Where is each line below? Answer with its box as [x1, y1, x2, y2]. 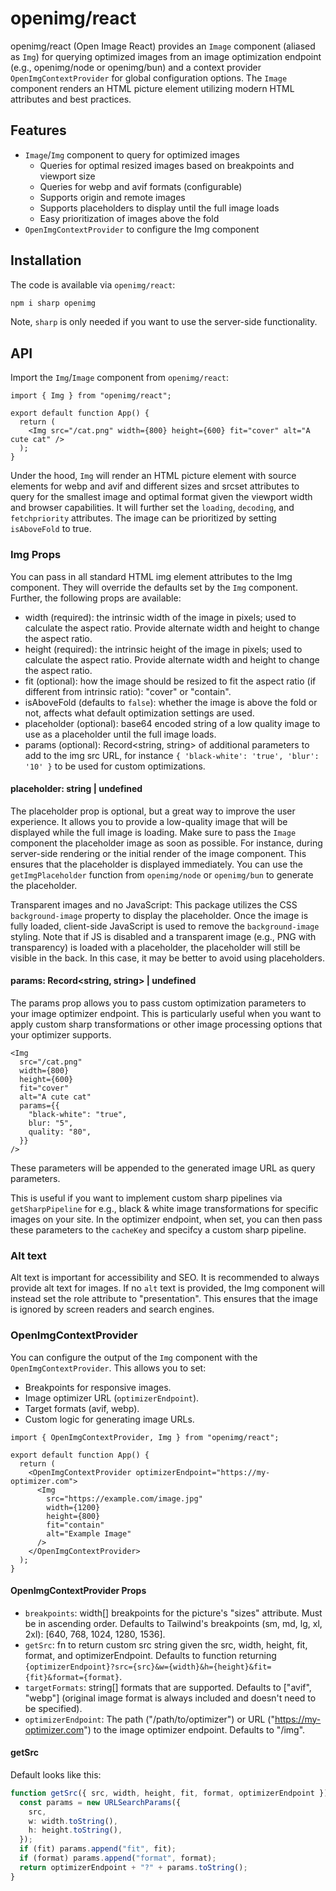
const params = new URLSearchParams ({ [19, 1797, 182, 1807]
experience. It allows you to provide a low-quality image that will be [10, 815, 288, 827]
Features [10, 122, 67, 139]
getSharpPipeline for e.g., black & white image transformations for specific [10, 1202, 319, 1214]
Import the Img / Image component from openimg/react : [10, 372, 230, 384]
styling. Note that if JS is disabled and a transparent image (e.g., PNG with [10, 930, 317, 942]
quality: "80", [28, 1127, 92, 1137]
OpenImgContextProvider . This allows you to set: [10, 1362, 207, 1374]
